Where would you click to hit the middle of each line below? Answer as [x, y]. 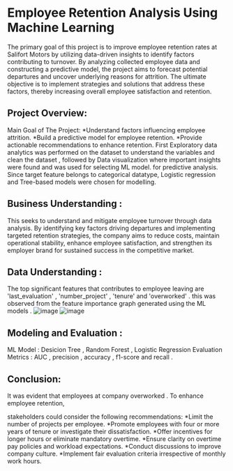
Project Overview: [47, 113]
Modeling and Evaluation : [65, 333]
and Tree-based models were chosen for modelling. [82, 182]
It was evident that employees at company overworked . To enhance [105, 396]
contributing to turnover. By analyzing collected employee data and [104, 61]
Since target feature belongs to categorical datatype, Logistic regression [112, 174]
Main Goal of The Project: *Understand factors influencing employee [106, 130]
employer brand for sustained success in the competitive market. [101, 250]
